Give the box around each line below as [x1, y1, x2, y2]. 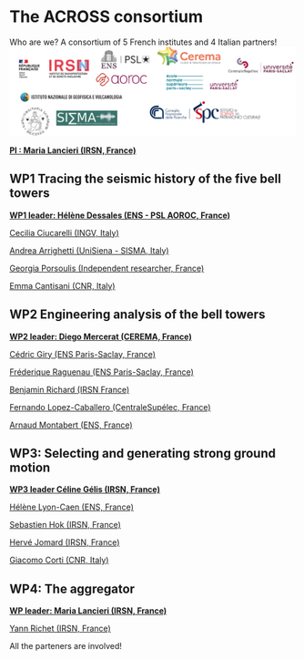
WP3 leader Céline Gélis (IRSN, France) [9, 484, 161, 495]
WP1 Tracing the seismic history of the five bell [9, 171, 282, 187]
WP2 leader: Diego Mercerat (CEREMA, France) [9, 331, 193, 342]
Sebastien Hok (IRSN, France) [9, 520, 121, 531]
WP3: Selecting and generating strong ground [9, 445, 276, 461]
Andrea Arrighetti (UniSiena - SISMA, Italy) [9, 244, 170, 256]
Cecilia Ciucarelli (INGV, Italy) [9, 227, 120, 238]
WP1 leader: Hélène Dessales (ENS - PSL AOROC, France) [9, 210, 230, 221]
